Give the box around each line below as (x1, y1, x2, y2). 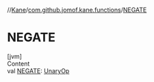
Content (7, 59, 30, 68)
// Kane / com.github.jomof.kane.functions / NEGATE (7, 6, 147, 14)
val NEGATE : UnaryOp (7, 66, 70, 74)
